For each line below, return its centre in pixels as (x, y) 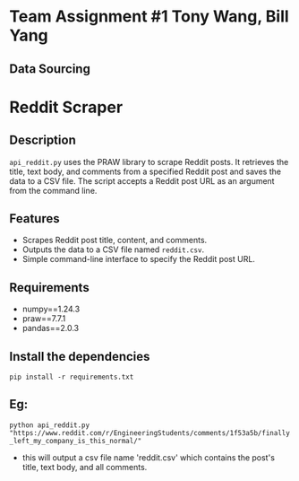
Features (34, 219)
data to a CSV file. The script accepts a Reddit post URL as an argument (142, 180)
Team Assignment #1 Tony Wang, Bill (149, 17)
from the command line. (53, 190)
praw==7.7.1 (44, 319)
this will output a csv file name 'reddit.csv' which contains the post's (149, 457)
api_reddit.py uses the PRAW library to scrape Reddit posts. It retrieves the (149, 162)
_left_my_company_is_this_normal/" (76, 441)
